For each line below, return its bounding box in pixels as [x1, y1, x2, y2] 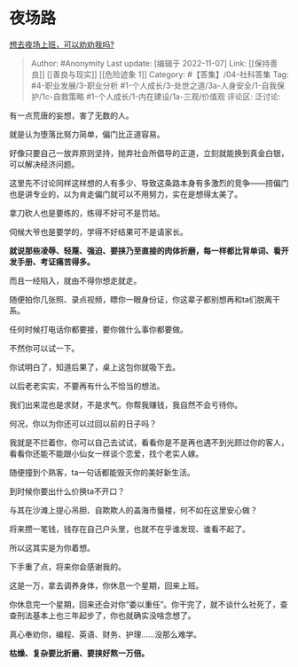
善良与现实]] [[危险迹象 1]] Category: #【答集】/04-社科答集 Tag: [52, 68, 289, 80]
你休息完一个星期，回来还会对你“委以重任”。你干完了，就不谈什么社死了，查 [9, 599, 288, 609]
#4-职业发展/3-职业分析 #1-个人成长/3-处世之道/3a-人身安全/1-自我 [30, 80, 278, 90]
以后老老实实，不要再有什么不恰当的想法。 [9, 381, 165, 391]
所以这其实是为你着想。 [9, 542, 95, 553]
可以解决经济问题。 [9, 159, 80, 169]
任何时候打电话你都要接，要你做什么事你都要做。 [9, 324, 188, 334]
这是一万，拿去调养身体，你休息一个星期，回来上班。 [9, 580, 204, 591]
